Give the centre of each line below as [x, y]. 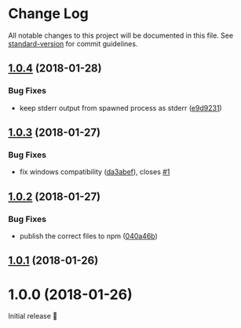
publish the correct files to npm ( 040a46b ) [89, 236]
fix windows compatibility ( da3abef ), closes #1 [95, 172]
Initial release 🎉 [33, 316]
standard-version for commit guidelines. [73, 43]
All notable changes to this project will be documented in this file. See [121, 35]
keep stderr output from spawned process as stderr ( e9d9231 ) [120, 108]
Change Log [48, 14]
